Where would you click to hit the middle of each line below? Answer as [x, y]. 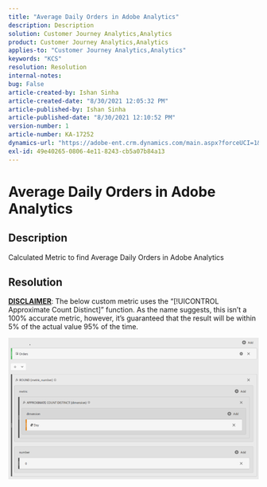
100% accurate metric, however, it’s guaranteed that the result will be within [132, 318]
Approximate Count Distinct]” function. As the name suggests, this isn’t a [128, 310]
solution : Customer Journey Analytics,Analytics [90, 33]
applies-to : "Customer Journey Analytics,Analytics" [97, 51]
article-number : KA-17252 [51, 135]
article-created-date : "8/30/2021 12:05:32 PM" [89, 101]
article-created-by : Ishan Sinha [64, 92]
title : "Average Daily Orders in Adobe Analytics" [94, 17]
